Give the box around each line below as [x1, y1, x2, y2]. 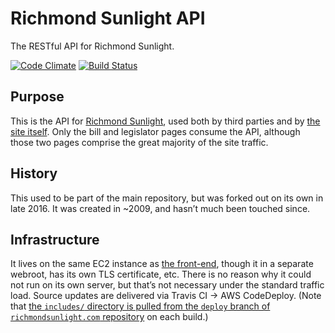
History [10, 165, 58, 182]
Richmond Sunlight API [10, 7, 206, 30]
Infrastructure [10, 231, 100, 248]
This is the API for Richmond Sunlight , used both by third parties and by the [10, 115, 321, 127]
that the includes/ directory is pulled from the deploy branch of [10, 300, 271, 312]
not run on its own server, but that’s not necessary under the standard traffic [10, 279, 325, 291]
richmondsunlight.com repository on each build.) [10, 311, 209, 323]
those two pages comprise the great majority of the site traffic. [10, 136, 269, 148]
